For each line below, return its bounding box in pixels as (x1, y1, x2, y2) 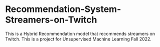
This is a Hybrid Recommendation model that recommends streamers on (5, 30, 155, 36)
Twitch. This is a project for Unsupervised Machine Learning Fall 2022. (5, 36, 152, 42)
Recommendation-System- (5, 3, 121, 15)
